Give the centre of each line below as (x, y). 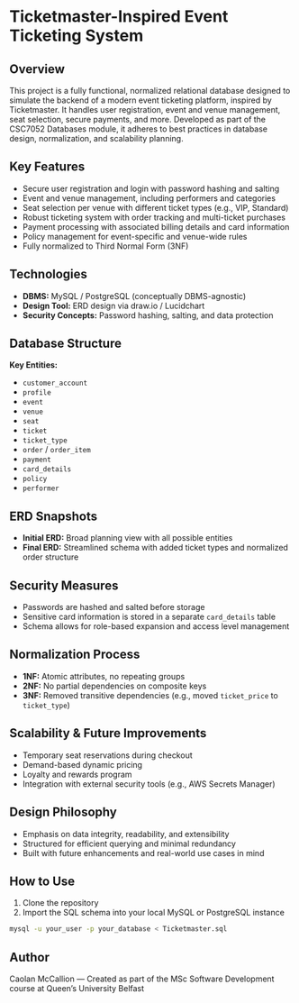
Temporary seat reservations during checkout (107, 755)
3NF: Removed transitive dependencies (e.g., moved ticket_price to (150, 695)
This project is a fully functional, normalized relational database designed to (150, 91)
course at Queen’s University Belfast (77, 988)
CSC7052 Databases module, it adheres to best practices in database (139, 129)
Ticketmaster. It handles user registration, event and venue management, (145, 109)
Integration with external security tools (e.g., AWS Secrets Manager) (149, 784)
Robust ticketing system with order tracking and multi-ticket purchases (154, 217)
